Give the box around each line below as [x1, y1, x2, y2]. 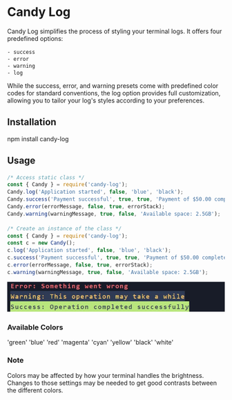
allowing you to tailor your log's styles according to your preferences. [7, 96, 205, 104]
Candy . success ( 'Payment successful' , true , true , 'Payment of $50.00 [7, 196, 212, 203]
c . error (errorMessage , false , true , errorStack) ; [7, 262, 153, 269]
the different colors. [7, 385, 64, 394]
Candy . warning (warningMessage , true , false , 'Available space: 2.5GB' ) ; [7, 210, 221, 217]
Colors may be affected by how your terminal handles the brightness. [7, 371, 204, 379]
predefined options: [7, 34, 64, 42]
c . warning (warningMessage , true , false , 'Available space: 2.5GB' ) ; [7, 269, 209, 275]
